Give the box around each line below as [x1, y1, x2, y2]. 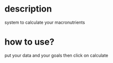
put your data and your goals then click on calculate [4, 52, 109, 58]
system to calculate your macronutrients [4, 19, 85, 25]
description [4, 3, 52, 15]
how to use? [4, 36, 54, 47]
